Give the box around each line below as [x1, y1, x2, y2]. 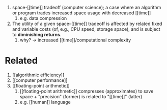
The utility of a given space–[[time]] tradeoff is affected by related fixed [12, 20, 162, 27]
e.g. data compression [19, 15, 67, 21]
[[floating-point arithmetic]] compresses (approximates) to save [19, 88, 154, 94]
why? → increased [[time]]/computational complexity [19, 37, 131, 43]
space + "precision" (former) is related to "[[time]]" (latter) [19, 93, 143, 99]
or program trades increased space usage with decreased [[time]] [12, 10, 151, 16]
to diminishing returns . [12, 32, 62, 37]
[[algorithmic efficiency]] [12, 72, 65, 78]
